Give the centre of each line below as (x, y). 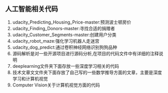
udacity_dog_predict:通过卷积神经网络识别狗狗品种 (65, 47)
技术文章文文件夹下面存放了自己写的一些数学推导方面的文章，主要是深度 (87, 72)
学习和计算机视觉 (30, 78)
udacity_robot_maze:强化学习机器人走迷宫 (56, 41)
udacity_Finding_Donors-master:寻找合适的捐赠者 (64, 28)
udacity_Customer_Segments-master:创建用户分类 (64, 35)
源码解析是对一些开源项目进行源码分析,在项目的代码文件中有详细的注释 (86, 53)
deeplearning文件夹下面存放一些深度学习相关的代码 (66, 66)
